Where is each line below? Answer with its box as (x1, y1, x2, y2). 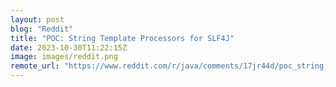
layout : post (10, 14, 65, 25)
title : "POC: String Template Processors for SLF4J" (10, 33, 235, 43)
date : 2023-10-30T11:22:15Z (10, 42, 128, 53)
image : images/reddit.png (10, 52, 118, 62)
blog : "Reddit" (10, 24, 74, 34)
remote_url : (10, 61, 60, 71)
